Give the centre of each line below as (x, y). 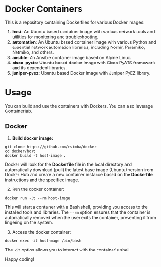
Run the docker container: (38, 189)
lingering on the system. (29, 222)
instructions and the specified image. (42, 180)
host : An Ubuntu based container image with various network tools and (83, 31)
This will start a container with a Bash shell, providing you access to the (76, 207)
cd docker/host (20, 151)
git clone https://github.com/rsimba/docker (51, 147)
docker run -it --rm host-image (38, 198)
